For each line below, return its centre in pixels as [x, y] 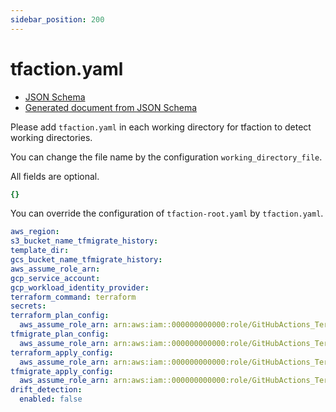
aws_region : [35, 232]
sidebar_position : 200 [57, 19]
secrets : [28, 306]
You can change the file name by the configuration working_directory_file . [166, 157]
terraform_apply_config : [62, 352]
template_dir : [40, 251]
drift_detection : [46, 390]
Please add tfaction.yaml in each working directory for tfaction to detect [161, 127]
